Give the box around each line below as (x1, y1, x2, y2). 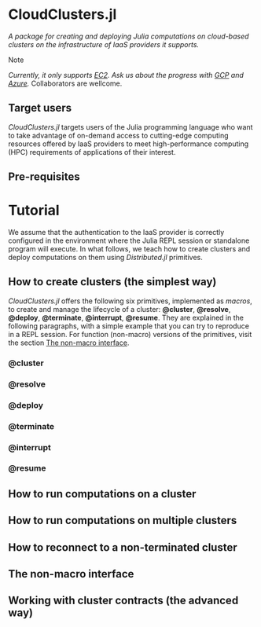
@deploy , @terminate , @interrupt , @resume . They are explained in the (8, 313, 244, 322)
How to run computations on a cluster (8, 487, 197, 500)
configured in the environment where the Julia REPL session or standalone (8, 236, 250, 245)
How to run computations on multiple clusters (8, 514, 237, 527)
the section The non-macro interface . (8, 338, 130, 347)
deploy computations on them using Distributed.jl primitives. (8, 253, 203, 262)
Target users (8, 101, 72, 115)
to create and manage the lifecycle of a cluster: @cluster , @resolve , (8, 304, 231, 313)
